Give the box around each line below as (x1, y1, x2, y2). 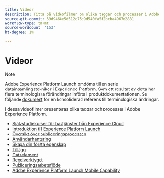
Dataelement (12, 152, 38, 157)
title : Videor (5, 7, 34, 12)
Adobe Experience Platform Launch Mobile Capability (12, 167, 120, 173)
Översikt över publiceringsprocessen (12, 131, 87, 137)
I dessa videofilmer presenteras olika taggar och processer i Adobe (5, 106, 141, 111)
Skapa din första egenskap (12, 141, 66, 147)
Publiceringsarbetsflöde (12, 162, 61, 168)
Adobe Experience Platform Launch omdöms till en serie (5, 81, 119, 87)
